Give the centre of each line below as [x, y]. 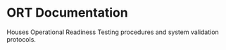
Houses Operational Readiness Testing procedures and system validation [113, 32]
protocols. [21, 39]
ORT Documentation [67, 13]
